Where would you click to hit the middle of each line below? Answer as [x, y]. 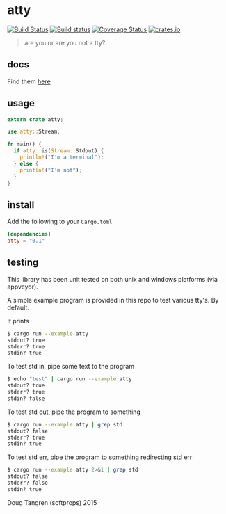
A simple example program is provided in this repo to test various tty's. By [113, 300]
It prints [18, 321]
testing [23, 263]
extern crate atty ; [35, 119]
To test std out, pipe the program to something [74, 412]
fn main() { [24, 145]
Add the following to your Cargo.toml [60, 222]
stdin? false [26, 399]
